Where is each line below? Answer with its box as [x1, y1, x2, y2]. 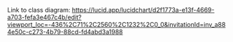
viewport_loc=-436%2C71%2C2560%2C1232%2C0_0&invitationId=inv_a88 [7, 21, 226, 28]
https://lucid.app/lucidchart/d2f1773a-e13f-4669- [71, 6, 215, 14]
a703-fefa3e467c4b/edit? [7, 13, 82, 21]
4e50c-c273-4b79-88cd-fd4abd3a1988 [7, 28, 123, 36]
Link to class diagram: [7, 6, 71, 14]
